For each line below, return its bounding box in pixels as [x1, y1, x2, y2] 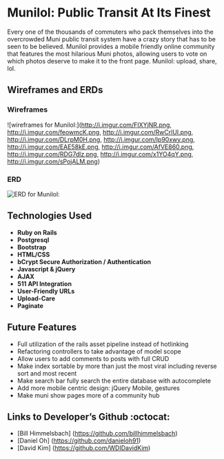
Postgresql [17, 236, 50, 244]
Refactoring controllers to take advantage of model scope [17, 347, 181, 356]
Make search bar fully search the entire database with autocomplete [17, 376, 212, 385]
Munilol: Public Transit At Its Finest [7, 5, 212, 21]
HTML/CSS [17, 250, 50, 258]
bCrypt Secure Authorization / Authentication [17, 257, 152, 266]
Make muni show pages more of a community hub [17, 391, 160, 399]
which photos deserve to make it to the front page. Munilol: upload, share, [7, 57, 217, 65]
